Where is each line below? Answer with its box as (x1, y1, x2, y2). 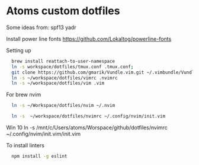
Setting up (6, 46, 31, 54)
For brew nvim (6, 91, 41, 99)
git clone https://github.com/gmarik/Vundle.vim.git (11, 69, 145, 75)
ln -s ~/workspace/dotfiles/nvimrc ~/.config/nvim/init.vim (11, 113, 166, 119)
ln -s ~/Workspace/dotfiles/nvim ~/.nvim (11, 103, 115, 109)
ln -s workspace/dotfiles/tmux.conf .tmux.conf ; (11, 64, 134, 69)
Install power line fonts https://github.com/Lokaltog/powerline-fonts (6, 35, 172, 42)
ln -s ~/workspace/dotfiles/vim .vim (11, 80, 105, 87)
